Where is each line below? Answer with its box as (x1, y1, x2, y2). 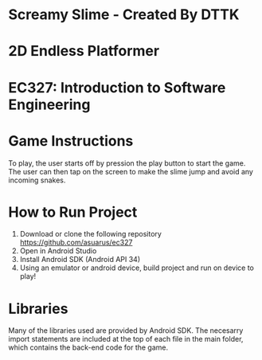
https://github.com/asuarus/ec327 (19, 237, 133, 248)
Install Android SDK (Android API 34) (19, 255, 141, 264)
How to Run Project (8, 203, 138, 221)
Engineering (8, 96, 91, 113)
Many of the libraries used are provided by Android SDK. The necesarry (8, 326, 244, 335)
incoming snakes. (8, 175, 66, 185)
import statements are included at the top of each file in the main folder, (8, 335, 244, 344)
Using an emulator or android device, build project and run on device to (19, 263, 255, 272)
